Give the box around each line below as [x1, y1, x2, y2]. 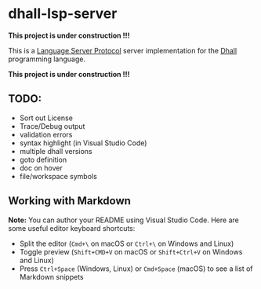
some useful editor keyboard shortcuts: [8, 223, 136, 232]
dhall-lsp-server [8, 5, 118, 23]
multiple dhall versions [19, 146, 92, 155]
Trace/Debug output [19, 121, 85, 130]
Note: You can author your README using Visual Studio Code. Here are [8, 215, 239, 225]
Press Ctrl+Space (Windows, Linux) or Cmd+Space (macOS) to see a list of [19, 264, 253, 273]
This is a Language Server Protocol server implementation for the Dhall [8, 46, 237, 55]
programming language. [8, 54, 86, 64]
